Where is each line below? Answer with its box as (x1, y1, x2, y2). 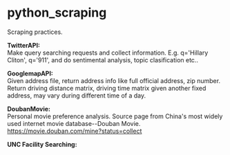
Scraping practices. (7, 28, 64, 36)
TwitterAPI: (7, 41, 40, 49)
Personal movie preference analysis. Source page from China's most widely (7, 112, 223, 120)
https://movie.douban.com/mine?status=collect (7, 127, 142, 135)
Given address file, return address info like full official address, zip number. (7, 76, 221, 84)
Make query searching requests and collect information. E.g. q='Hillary (7, 48, 209, 57)
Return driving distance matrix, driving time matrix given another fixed (7, 84, 207, 92)
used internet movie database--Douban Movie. (7, 119, 141, 127)
